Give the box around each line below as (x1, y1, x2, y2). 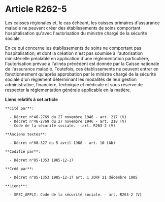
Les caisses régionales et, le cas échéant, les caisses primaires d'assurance (5, 20, 160, 26)
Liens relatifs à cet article (5, 96, 58, 102)
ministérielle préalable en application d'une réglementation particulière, (5, 55, 149, 61)
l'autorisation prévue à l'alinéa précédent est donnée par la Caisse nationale (5, 61, 160, 67)
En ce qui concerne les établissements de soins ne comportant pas (5, 45, 142, 51)
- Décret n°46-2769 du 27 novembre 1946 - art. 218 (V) (9, 119, 127, 124)
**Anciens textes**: (5, 132, 48, 136)
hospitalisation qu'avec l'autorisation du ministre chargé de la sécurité (5, 30, 147, 36)
